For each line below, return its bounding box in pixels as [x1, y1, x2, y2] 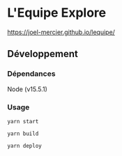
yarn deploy [7, 142, 42, 149]
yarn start [7, 118, 39, 125]
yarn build [7, 130, 39, 137]
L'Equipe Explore [7, 5, 107, 21]
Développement [7, 48, 79, 60]
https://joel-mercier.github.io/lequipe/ [7, 28, 115, 36]
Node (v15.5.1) [7, 85, 47, 93]
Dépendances [7, 69, 56, 79]
